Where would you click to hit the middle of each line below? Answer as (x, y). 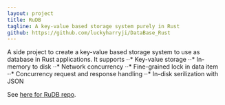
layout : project (30, 13)
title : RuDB (24, 20)
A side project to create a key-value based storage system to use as (104, 52)
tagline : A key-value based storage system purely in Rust (94, 26)
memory (19, 67)
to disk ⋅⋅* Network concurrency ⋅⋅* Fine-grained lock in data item (125, 67)
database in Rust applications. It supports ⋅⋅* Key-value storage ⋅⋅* (101, 60)
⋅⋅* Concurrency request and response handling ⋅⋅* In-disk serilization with (113, 74)
